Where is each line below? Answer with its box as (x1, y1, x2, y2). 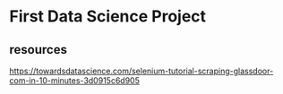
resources (9, 42, 67, 57)
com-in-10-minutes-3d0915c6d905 (9, 75, 141, 86)
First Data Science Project (9, 6, 207, 27)
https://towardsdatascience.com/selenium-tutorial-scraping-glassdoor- (9, 65, 274, 76)
